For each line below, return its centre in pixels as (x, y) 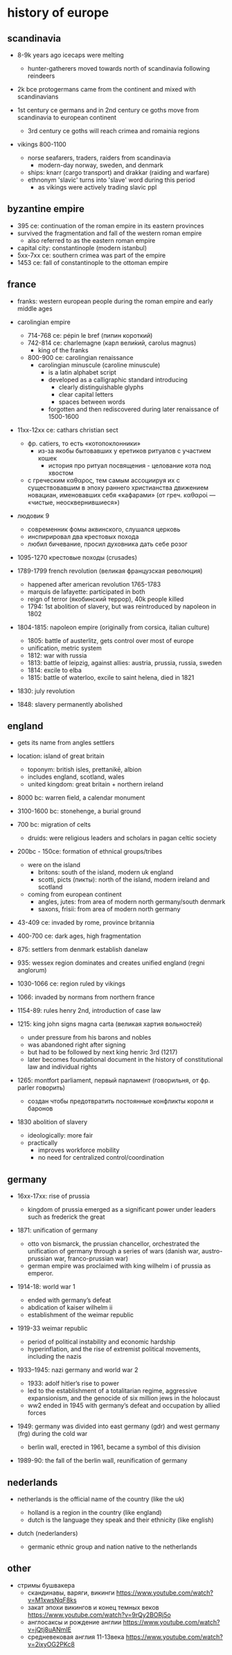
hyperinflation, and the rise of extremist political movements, (114, 1349)
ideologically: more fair (60, 1135)
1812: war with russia (57, 655)
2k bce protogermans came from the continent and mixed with (106, 89)
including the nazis (54, 1357)
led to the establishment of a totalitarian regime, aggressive (112, 1391)
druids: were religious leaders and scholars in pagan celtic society (122, 838)
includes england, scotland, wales (76, 777)
